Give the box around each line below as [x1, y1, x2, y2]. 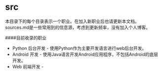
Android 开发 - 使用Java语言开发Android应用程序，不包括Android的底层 [12, 51, 159, 57]
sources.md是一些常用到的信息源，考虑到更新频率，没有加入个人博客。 [5, 24, 151, 30]
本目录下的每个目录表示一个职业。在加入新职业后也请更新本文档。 [5, 18, 139, 24]
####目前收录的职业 [5, 35, 47, 41]
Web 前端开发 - [12, 63, 43, 70]
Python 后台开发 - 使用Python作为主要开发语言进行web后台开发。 [12, 45, 147, 51]
